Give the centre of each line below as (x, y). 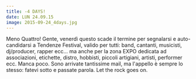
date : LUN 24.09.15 (30, 17)
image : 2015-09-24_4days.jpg (42, 22)
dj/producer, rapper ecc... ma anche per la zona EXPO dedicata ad (87, 51)
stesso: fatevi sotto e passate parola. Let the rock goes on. (77, 70)
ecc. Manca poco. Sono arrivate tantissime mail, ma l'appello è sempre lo (95, 64)
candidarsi (19, 45)
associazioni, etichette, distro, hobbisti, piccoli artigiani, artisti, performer (94, 58)
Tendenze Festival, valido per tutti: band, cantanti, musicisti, (109, 45)
